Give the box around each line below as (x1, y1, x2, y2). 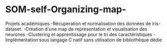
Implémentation (5, 37, 38, 43)
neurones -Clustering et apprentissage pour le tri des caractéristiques (5, 31, 152, 37)
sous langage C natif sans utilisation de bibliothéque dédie (39, 37, 162, 43)
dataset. (5, 26, 23, 32)
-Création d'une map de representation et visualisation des (23, 26, 148, 32)
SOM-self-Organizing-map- (5, 4, 127, 15)
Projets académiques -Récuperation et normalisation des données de (5, 20, 151, 27)
